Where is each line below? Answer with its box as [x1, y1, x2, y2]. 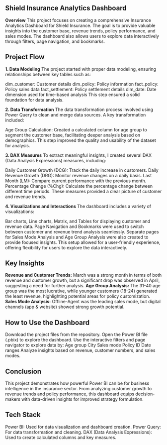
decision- [135, 391, 155, 397]
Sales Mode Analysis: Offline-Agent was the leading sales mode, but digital [5, 299, 161, 305]
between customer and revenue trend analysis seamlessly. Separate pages [5, 228, 159, 234]
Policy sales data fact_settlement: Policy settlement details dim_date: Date [5, 86, 157, 92]
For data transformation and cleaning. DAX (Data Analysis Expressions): [5, 429, 153, 435]
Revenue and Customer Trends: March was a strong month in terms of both [5, 272, 162, 278]
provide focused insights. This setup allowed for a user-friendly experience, [5, 239, 161, 245]
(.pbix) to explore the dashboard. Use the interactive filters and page [5, 337, 146, 343]
